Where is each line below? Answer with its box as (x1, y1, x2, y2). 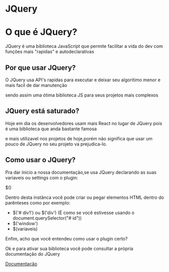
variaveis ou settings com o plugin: (5, 174, 78, 180)
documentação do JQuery (5, 251, 60, 257)
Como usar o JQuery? (5, 156, 76, 164)
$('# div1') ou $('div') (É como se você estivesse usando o (12, 209, 134, 216)
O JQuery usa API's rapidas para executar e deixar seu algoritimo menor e (5, 77, 161, 83)
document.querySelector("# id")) (12, 215, 82, 221)
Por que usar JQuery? (5, 63, 76, 72)
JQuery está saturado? (5, 107, 80, 115)
